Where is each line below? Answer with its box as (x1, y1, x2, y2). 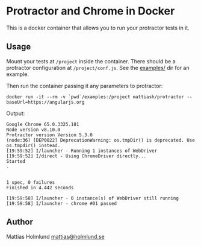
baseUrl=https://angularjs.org (6, 99, 85, 105)
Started (6, 158, 26, 164)
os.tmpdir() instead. (6, 142, 61, 148)
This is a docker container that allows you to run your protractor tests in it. (6, 24, 190, 31)
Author (6, 217, 33, 227)
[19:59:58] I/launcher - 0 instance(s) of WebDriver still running (6, 195, 179, 201)
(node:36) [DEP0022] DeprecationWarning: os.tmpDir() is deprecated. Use (6, 137, 196, 143)
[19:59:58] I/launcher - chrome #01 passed (6, 200, 117, 206)
